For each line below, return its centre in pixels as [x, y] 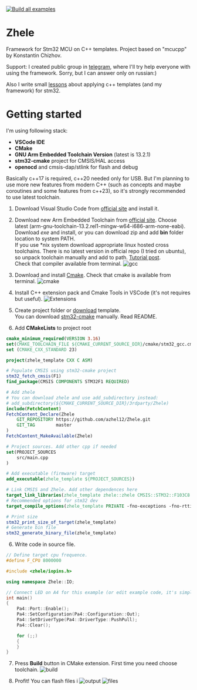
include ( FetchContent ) [34, 408]
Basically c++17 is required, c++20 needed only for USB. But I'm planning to [98, 178]
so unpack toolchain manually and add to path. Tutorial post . [88, 257]
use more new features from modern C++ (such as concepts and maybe [94, 185]
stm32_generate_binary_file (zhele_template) [61, 533]
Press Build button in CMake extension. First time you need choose [96, 664]
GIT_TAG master [44, 425]
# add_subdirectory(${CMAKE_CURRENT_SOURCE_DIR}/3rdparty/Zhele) [87, 403]
